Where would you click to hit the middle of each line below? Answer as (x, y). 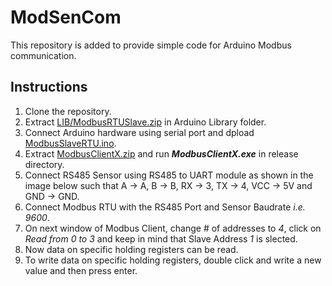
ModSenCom (66, 17)
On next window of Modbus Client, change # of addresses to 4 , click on (173, 228)
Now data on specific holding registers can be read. (131, 249)
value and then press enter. (81, 270)
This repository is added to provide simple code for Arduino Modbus (151, 45)
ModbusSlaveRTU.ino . (70, 143)
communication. (43, 55)
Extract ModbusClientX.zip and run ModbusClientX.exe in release (161, 153)
